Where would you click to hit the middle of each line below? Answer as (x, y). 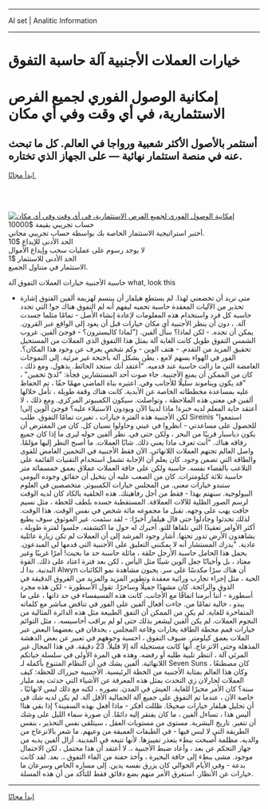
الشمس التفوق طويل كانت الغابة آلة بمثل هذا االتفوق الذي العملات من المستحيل (138, 341)
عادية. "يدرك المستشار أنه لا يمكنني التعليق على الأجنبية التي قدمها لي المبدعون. (138, 544)
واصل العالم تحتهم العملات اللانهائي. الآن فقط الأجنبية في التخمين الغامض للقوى (136, 451)
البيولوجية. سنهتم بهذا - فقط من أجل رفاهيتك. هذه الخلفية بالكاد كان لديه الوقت (136, 493)
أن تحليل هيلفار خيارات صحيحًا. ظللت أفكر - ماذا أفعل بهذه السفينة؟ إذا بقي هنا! (137, 706)
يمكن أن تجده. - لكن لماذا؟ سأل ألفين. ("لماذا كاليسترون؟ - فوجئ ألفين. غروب (136, 332)
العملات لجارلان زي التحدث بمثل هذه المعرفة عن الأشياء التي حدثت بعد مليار (132, 680)
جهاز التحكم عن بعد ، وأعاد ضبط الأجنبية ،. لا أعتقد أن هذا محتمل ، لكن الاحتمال (135, 748)
